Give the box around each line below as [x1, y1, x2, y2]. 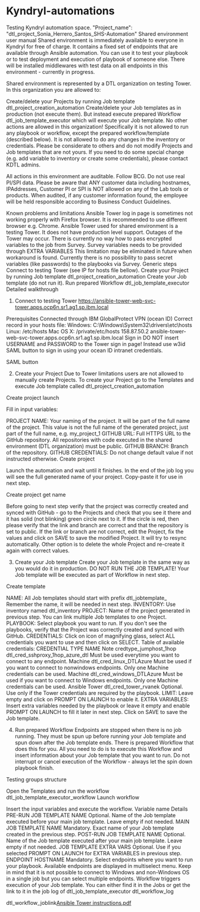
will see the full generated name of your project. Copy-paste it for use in [6, 473, 183, 480]
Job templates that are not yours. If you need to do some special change [6, 148, 185, 156]
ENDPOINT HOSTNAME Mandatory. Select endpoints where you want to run [6, 856, 193, 863]
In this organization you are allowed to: [6, 86, 101, 93]
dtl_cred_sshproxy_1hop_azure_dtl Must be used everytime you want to [6, 651, 180, 659]
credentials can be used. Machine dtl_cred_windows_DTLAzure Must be [6, 670, 183, 678]
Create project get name [6, 491, 66, 498]
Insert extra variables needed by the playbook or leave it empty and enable [6, 702, 190, 709]
